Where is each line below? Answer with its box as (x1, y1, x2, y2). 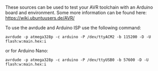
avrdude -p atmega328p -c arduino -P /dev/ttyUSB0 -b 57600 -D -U (5, 57, 149, 62)
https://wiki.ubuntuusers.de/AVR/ (5, 15, 75, 21)
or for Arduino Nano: (5, 48, 48, 53)
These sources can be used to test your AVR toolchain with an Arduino (5, 5, 153, 10)
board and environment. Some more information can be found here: (5, 10, 147, 16)
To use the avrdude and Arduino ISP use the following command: (5, 25, 141, 31)
